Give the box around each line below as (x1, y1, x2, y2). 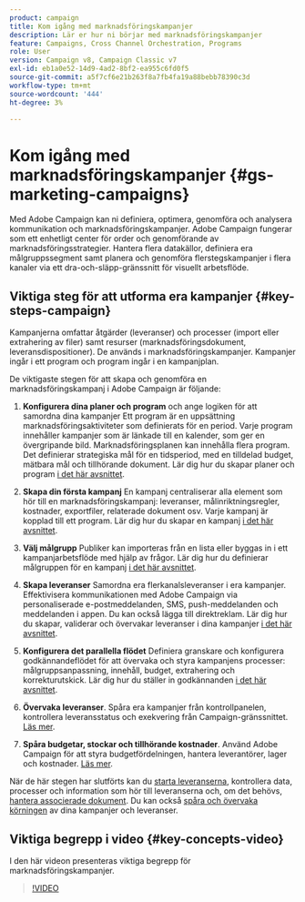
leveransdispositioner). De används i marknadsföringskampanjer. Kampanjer (9, 347, 296, 358)
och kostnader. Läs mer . (22, 758, 114, 769)
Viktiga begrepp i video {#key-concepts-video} (9, 831, 284, 846)
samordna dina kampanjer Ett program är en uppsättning (22, 410, 236, 421)
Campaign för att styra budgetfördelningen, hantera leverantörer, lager (22, 748, 288, 760)
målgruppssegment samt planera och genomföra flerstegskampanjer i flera (9, 252, 291, 264)
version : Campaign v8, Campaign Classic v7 (9, 56, 178, 65)
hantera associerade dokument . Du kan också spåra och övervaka (9, 796, 259, 806)
